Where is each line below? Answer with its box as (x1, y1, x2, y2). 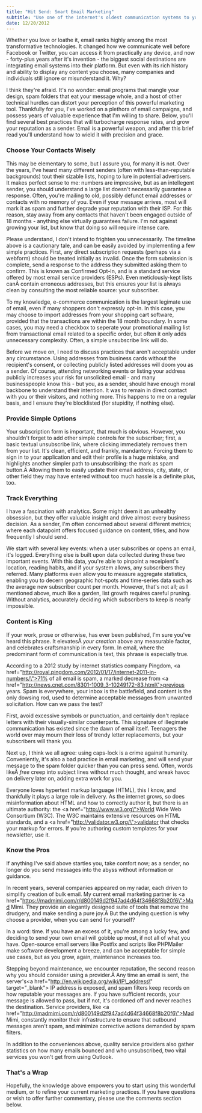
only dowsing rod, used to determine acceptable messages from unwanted (6, 694, 192, 701)
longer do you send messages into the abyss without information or (6, 866, 174, 873)
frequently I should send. (6, 533, 68, 541)
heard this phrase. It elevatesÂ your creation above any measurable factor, (6, 637, 191, 645)
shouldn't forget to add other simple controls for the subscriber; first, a (6, 434, 182, 441)
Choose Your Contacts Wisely (6, 146, 96, 155)
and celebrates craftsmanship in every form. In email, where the (6, 644, 165, 651)
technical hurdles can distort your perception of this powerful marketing (6, 99, 185, 106)
